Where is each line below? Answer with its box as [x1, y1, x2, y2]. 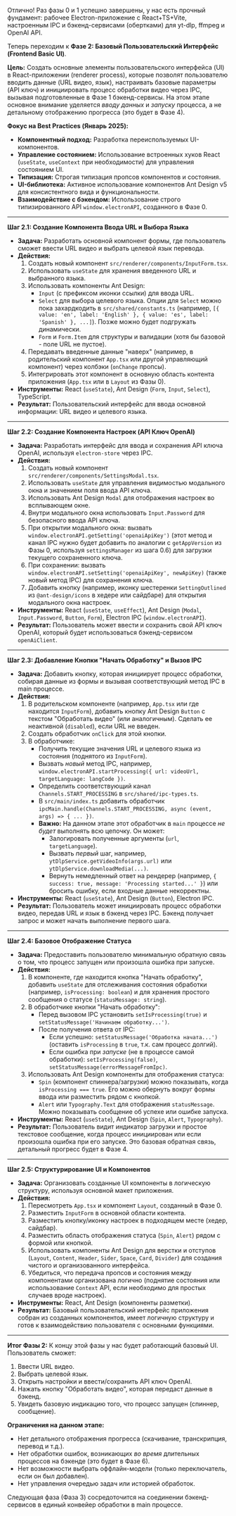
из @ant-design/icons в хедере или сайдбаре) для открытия [27, 591, 206, 599]
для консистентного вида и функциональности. [17, 188, 160, 196]
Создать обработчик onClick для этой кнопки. [27, 729, 167, 738]
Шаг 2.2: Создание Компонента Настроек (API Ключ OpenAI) [7, 427, 195, 436]
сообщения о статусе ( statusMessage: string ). [27, 996, 167, 1003]
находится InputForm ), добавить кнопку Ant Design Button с [27, 707, 206, 715]
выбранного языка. [27, 274, 86, 282]
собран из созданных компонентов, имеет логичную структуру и [17, 1313, 214, 1322]
